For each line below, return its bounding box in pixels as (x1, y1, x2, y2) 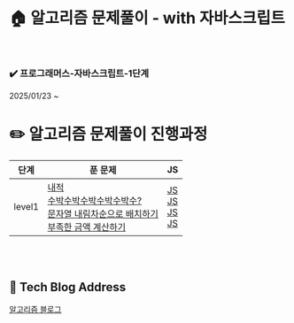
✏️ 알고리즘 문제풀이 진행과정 (9, 125, 208, 144)
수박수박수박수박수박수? (47, 195, 143, 207)
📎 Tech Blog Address (9, 280, 127, 295)
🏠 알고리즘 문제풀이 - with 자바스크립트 (9, 8, 285, 28)
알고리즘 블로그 (9, 304, 62, 314)
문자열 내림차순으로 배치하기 (47, 208, 159, 220)
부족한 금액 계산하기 (47, 221, 127, 234)
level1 (13, 201, 40, 213)
